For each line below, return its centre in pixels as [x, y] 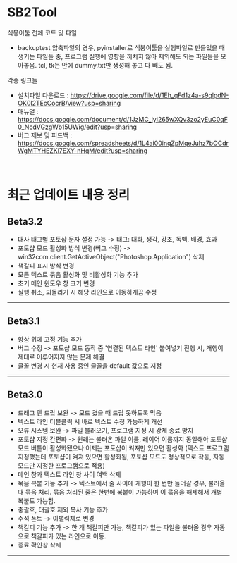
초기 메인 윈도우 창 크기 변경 [56, 283]
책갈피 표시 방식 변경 [46, 266]
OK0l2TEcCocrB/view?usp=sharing [69, 103]
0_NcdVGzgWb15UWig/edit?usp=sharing [77, 127]
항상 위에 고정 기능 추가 [50, 339]
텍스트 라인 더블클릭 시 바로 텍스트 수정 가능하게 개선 [90, 421]
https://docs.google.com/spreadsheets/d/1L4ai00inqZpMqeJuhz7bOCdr [123, 143]
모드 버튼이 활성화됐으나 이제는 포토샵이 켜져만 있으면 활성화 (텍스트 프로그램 [123, 447]
